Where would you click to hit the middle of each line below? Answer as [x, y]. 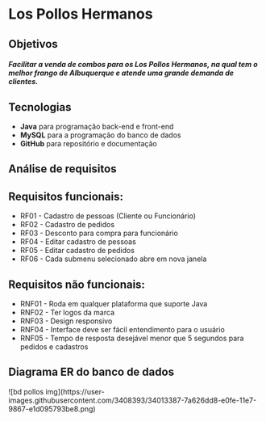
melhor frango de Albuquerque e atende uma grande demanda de [121, 73]
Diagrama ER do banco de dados [91, 372]
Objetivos [33, 44]
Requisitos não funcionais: [77, 284]
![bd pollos [26, 391]
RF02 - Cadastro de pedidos [67, 225]
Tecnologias [40, 107]
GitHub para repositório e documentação [88, 143]
